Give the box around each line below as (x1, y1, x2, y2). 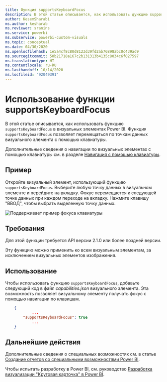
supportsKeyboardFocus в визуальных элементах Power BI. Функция (5, 126, 147, 132)
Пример (5, 166, 32, 174)
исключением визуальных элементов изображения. (5, 253, 117, 258)
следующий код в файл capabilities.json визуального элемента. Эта (5, 285, 149, 291)
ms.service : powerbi (5, 30, 48, 35)
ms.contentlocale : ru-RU (5, 63, 57, 68)
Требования (5, 225, 45, 233)
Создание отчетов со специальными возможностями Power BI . (5, 357, 140, 363)
